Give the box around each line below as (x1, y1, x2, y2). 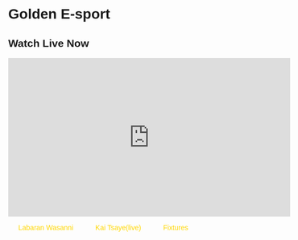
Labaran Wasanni (18, 223, 74, 232)
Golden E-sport (8, 6, 111, 23)
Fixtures (163, 223, 188, 232)
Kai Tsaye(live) (95, 223, 142, 232)
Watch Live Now (8, 36, 89, 49)
